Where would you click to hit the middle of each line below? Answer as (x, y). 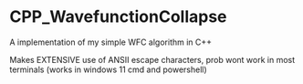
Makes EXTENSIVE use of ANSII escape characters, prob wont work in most (152, 59)
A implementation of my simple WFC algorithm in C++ (111, 42)
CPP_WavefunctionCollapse (118, 17)
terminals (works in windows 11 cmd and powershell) (108, 69)
